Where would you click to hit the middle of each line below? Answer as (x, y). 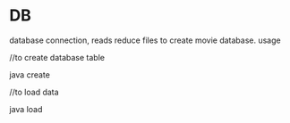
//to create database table (57, 57)
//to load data (34, 92)
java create (30, 74)
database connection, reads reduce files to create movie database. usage (145, 40)
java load (26, 109)
